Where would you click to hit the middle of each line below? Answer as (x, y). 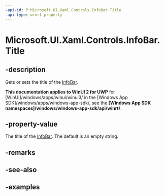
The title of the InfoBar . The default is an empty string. (62, 136)
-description (25, 70)
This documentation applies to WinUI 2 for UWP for (60, 92)
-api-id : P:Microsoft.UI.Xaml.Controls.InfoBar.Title (63, 10)
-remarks (20, 152)
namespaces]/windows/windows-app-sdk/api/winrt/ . (63, 108)
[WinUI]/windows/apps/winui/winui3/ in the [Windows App (67, 97)
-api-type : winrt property (34, 15)
